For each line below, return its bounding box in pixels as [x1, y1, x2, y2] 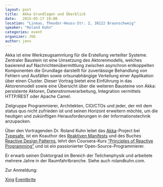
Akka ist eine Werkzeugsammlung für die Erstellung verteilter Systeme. [5, 52, 147, 58]
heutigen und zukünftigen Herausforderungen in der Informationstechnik [5, 113, 151, 119]
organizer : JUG [5, 34, 36, 39]
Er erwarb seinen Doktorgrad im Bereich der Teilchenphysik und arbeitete [5, 153, 153, 158]
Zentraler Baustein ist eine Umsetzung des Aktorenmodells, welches [5, 57, 142, 63]
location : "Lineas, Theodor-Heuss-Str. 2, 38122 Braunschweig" [5, 20, 136, 26]
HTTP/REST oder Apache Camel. [5, 93, 72, 99]
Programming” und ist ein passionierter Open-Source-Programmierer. [5, 143, 145, 149]
